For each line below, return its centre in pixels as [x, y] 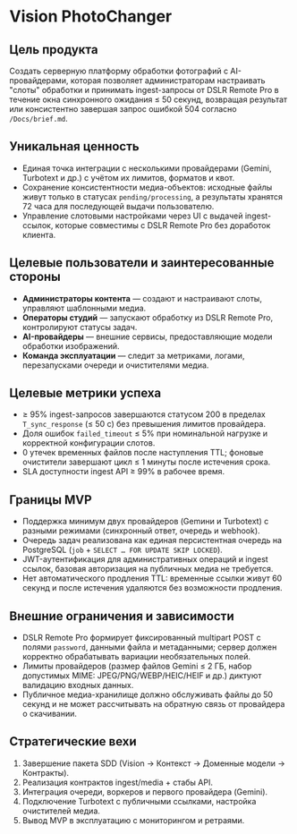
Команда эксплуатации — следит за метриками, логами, [133, 355]
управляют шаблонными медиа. [84, 308]
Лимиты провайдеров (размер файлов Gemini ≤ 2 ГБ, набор [137, 666]
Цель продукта [54, 50]
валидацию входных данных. [78, 685]
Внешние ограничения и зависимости [122, 616]
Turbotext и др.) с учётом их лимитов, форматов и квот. [128, 177]
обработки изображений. [71, 345]
